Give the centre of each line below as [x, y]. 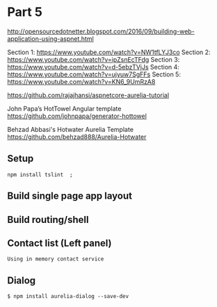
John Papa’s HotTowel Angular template [64, 108]
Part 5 [25, 12]
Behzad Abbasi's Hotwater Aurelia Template [71, 129]
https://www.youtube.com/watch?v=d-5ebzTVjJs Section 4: [93, 67]
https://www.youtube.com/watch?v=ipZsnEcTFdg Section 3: [94, 59]
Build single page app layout [70, 196]
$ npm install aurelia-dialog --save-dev [68, 297]
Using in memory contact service [56, 259]
